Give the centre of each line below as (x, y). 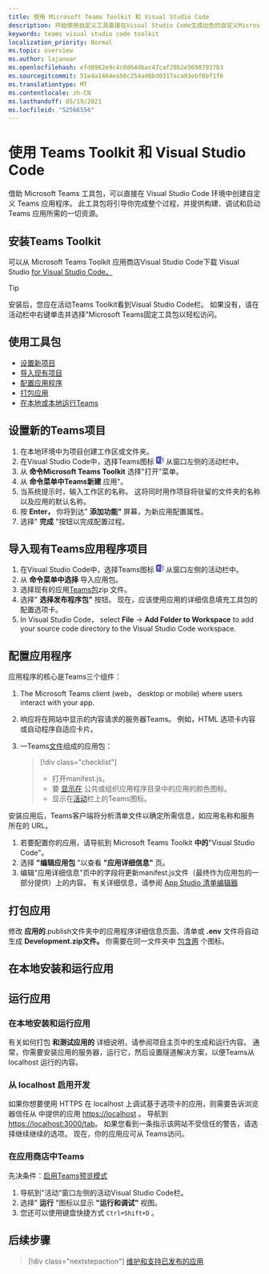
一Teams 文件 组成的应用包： (66, 746)
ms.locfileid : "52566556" (51, 110)
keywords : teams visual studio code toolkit (84, 34)
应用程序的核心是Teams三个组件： (65, 677)
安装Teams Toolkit (55, 241)
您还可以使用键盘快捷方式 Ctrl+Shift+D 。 (89, 1212)
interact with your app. (57, 703)
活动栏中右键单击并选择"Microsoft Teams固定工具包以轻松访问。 (115, 314)
